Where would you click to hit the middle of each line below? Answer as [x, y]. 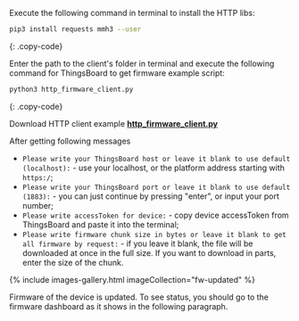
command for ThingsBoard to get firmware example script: [117, 73]
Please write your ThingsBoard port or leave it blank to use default [156, 187]
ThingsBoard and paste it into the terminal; [100, 224]
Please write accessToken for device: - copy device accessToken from [155, 215]
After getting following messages [70, 141]
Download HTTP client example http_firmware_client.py [114, 123]
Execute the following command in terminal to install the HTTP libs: [132, 13]
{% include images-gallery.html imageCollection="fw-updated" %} [133, 279]
